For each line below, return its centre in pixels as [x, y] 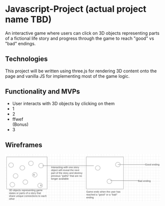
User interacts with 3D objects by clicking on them [63, 103]
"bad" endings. [20, 43]
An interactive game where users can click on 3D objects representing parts [82, 33]
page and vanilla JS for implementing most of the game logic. [67, 76]
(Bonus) [20, 124]
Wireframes [24, 145]
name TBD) [28, 19]
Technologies [27, 59]
